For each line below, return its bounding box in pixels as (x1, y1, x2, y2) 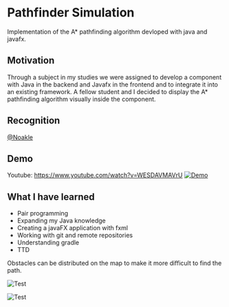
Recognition (7, 115, 61, 126)
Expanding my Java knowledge (17, 216, 106, 225)
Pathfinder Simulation (7, 5, 135, 21)
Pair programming (17, 209, 69, 218)
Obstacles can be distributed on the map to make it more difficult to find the (7, 259, 222, 267)
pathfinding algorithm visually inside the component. (7, 95, 156, 103)
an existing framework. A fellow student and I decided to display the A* (7, 87, 208, 95)
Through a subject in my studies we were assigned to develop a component (7, 73, 222, 81)
